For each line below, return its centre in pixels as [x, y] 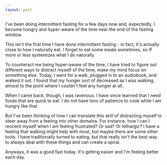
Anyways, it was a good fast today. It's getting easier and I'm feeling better [82, 152]
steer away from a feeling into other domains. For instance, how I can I [78, 121]
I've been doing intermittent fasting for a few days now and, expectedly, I [80, 24]
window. [14, 34]
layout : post [19, 10]
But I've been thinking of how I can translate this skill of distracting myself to [83, 116]
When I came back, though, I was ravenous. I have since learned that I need [83, 95]
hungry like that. [22, 106]
